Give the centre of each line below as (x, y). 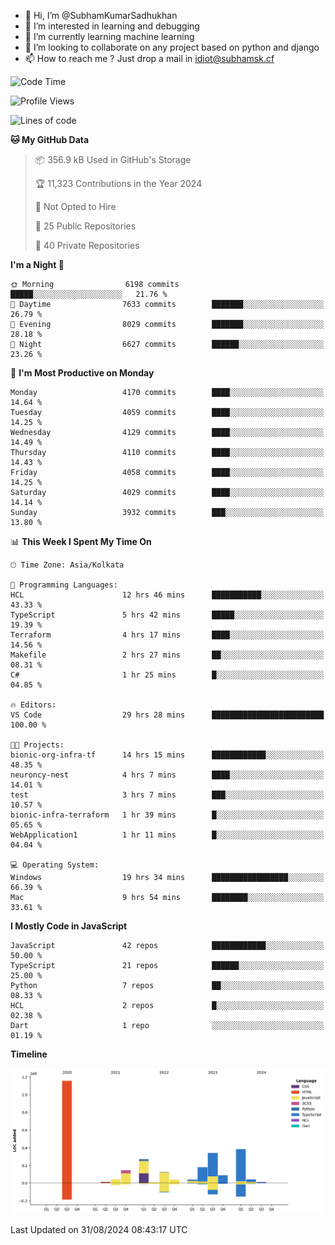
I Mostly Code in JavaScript (69, 926)
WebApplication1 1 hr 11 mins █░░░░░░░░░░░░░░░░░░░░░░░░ (167, 835)
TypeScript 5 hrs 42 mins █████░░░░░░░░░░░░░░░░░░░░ (167, 615)
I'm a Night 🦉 (37, 264)
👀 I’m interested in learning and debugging (112, 26)
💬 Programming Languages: (64, 585)
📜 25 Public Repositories (85, 226)
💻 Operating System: (55, 865)
